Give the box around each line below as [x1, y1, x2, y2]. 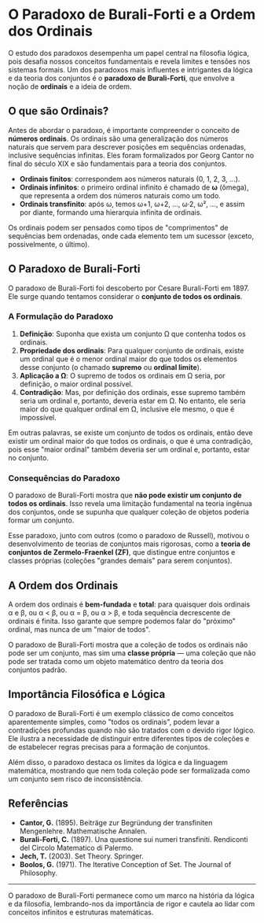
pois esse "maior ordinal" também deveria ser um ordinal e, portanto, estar [8, 445, 250, 454]
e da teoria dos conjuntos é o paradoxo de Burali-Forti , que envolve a [8, 73, 235, 83]
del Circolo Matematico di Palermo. [19, 843, 134, 852]
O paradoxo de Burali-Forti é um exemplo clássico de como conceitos [8, 708, 234, 718]
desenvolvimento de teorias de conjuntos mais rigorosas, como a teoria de [8, 539, 251, 548]
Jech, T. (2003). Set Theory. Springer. [19, 851, 144, 861]
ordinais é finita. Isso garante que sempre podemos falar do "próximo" [8, 616, 236, 626]
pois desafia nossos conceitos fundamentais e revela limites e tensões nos [8, 57, 251, 66]
